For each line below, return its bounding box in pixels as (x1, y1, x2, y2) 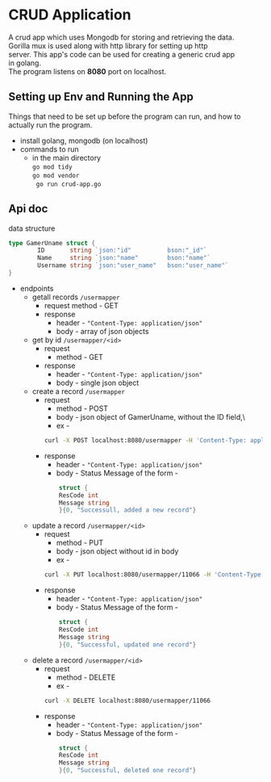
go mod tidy (31, 163, 73, 171)
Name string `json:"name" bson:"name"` (37, 254, 211, 262)
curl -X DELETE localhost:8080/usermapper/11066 (44, 696, 211, 705)
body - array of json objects (56, 326, 149, 336)
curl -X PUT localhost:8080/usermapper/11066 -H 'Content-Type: (44, 571, 265, 579)
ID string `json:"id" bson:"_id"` (37, 246, 207, 255)
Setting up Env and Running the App (8, 90, 194, 104)
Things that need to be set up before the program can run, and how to (8, 111, 241, 121)
